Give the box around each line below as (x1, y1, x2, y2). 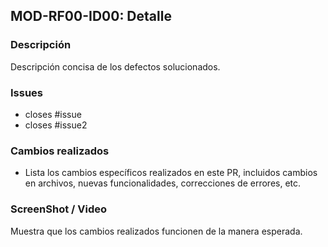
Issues (10, 85, 44, 99)
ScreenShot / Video (10, 202, 108, 216)
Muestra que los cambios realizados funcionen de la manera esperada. (10, 225, 303, 237)
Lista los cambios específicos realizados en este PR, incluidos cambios (24, 167, 318, 179)
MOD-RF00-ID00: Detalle (10, 8, 172, 25)
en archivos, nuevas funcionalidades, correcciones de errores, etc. (24, 177, 302, 189)
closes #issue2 (24, 119, 88, 131)
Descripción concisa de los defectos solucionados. (10, 60, 221, 73)
